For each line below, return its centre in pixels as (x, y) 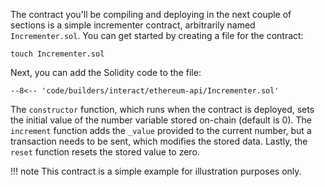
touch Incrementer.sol (57, 54)
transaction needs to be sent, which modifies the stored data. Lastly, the (159, 141)
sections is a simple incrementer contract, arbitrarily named (133, 25)
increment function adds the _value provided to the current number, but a (161, 130)
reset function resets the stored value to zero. (105, 152)
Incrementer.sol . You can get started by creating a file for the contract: (157, 35)
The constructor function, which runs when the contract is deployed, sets (162, 109)
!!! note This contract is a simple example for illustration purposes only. (156, 171)
